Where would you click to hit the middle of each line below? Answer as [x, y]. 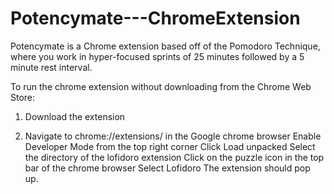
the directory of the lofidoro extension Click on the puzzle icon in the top [174, 157]
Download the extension [75, 116]
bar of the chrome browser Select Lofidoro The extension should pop [167, 168]
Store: [23, 97]
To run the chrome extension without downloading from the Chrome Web [161, 86]
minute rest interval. [51, 67]
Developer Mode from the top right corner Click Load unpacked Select [170, 146]
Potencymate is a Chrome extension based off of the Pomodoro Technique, [165, 46]
